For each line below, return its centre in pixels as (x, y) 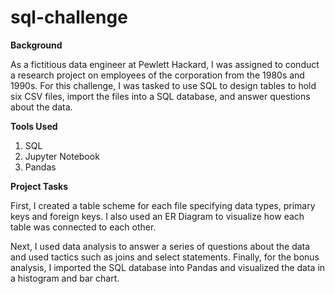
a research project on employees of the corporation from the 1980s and (157, 75)
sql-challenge (69, 17)
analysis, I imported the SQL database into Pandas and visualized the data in (168, 267)
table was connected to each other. (83, 227)
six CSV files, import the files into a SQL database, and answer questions (160, 96)
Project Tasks (39, 186)
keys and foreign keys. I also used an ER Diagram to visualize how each (157, 216)
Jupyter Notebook (62, 156)
